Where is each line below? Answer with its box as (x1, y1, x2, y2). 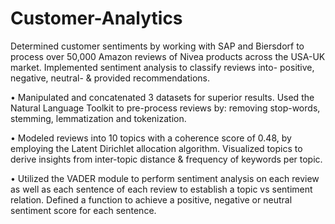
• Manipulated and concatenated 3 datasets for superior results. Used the (10, 91, 315, 103)
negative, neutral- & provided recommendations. (10, 72, 211, 84)
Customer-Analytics (10, 7, 183, 30)
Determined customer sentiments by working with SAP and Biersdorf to (10, 40, 305, 52)
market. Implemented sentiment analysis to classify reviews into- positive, (10, 61, 315, 73)
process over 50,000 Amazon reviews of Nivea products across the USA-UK (10, 50, 326, 62)
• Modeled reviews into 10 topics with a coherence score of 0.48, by (10, 132, 292, 144)
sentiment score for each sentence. (10, 204, 157, 216)
